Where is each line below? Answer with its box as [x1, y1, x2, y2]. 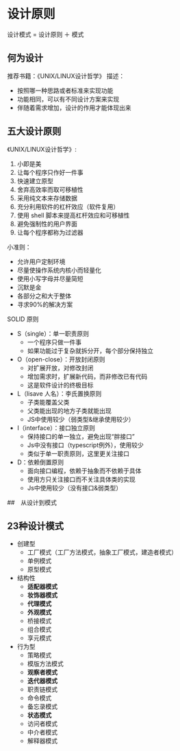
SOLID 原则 [7, 315, 39, 323]
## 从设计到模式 [7, 498, 57, 506]
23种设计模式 [7, 520, 64, 532]
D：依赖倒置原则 [16, 457, 64, 466]
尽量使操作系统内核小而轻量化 [16, 265, 101, 274]
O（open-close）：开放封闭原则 [16, 355, 105, 363]
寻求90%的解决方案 [16, 300, 73, 309]
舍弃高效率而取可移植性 [16, 185, 83, 193]
